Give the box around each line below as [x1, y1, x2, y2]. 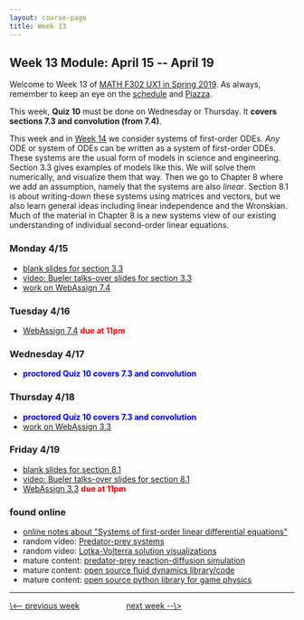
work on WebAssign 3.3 [22, 421, 111, 432]
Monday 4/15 [9, 242, 69, 255]
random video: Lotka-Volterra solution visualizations [22, 546, 217, 557]
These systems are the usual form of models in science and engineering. [9, 153, 281, 164]
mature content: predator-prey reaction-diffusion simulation [22, 555, 246, 566]
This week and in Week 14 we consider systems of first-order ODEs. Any [9, 133, 280, 145]
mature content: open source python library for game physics [22, 575, 252, 586]
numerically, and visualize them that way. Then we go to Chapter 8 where [9, 172, 283, 183]
